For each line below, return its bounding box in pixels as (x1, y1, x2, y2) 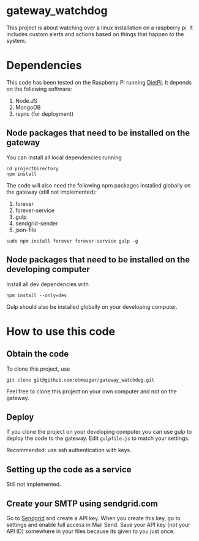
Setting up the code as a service (6, 464, 132, 475)
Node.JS (15, 97, 38, 104)
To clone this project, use (6, 365, 70, 373)
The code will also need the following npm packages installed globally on (6, 181, 191, 189)
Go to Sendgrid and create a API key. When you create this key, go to (6, 514, 181, 521)
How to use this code (6, 324, 115, 338)
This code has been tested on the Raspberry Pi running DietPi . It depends (6, 78, 192, 86)
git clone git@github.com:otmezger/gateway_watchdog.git (6, 377, 155, 383)
